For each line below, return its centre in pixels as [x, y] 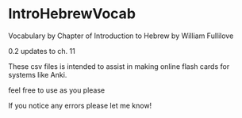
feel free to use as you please [57, 90]
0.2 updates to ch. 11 [42, 51]
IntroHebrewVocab [72, 14]
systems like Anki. [38, 74]
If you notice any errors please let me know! [80, 105]
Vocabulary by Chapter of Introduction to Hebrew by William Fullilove [121, 36]
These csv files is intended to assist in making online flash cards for [119, 66]
